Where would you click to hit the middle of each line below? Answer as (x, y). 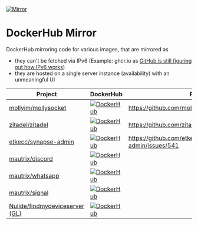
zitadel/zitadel (29, 125)
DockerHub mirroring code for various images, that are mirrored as (88, 49)
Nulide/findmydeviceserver (47, 206)
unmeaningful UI (35, 79)
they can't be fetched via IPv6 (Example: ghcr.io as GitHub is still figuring (103, 61)
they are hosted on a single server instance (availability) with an (92, 73)
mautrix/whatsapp (34, 175)
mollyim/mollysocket (38, 107)
